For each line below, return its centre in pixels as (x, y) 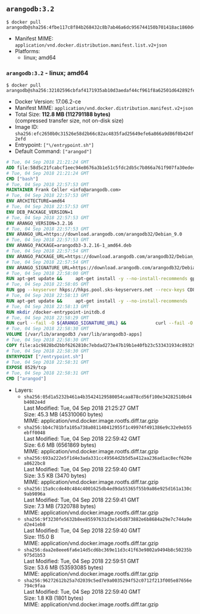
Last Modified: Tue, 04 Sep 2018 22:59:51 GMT (82, 561)
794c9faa (35, 586)
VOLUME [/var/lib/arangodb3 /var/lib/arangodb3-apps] (74, 334)
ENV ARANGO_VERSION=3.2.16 (40, 223)
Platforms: (27, 51)
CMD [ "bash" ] (22, 179)
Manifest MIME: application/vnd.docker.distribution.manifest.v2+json (104, 108)
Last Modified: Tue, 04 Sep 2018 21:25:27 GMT (81, 408)
